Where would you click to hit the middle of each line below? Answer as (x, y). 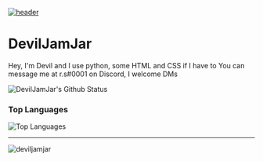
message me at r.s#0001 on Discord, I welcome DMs (93, 74)
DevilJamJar (50, 44)
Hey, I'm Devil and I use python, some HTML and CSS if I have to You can (126, 65)
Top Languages (38, 109)
